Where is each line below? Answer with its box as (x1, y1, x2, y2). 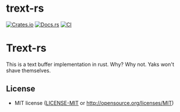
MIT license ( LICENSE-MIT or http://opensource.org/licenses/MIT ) (14, 99, 174, 106)
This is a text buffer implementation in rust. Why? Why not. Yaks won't (6, 61, 175, 68)
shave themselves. (6, 66, 51, 74)
